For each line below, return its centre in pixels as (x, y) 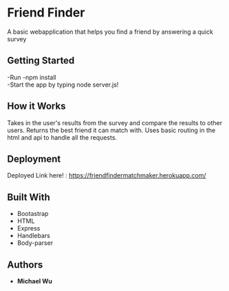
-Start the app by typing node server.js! (63, 85)
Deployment (34, 159)
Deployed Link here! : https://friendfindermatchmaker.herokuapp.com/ (107, 175)
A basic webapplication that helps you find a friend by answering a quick (110, 32)
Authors (25, 265)
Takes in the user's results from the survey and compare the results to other (115, 122)
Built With (29, 197)
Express (29, 228)
